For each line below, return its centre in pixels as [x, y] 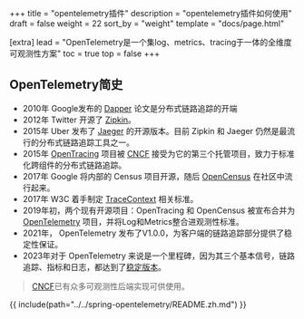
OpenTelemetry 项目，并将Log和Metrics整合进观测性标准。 [133, 221]
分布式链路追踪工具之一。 [86, 142]
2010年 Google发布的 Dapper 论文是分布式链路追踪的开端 [130, 108]
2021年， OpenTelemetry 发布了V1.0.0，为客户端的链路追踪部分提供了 [153, 233]
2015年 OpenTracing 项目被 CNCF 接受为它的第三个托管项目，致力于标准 [158, 153]
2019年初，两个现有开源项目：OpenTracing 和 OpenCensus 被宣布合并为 [159, 210]
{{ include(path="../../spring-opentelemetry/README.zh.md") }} [128, 304]
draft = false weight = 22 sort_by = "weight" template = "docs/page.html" [147, 24]
